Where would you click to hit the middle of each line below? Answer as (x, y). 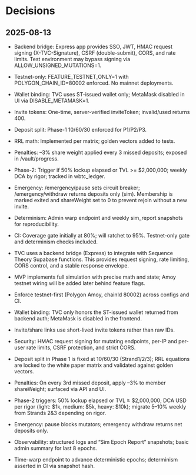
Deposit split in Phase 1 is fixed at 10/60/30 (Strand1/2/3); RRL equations (102, 359)
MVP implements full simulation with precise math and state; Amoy (95, 277)
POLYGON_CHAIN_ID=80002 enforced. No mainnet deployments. (94, 83)
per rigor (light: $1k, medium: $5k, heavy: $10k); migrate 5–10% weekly (100, 407)
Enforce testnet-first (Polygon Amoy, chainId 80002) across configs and (102, 295)
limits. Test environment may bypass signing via (72, 59)
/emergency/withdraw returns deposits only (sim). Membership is (93, 194)
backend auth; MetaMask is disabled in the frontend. (78, 318)
